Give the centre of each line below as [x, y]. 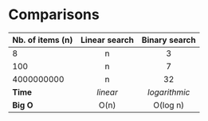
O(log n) [169, 105]
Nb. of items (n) [43, 40]
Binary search [169, 40]
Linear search [107, 40]
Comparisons [54, 15]
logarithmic [169, 92]
